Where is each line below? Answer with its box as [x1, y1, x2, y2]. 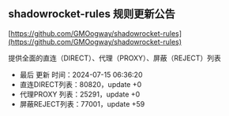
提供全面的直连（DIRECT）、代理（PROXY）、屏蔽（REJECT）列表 [8, 53, 221, 63]
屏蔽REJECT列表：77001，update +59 [19, 99, 145, 108]
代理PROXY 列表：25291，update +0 [19, 89, 141, 99]
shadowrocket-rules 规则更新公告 [8, 7, 175, 21]
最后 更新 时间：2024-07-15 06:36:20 [19, 70, 143, 79]
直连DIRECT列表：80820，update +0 [19, 79, 142, 89]
